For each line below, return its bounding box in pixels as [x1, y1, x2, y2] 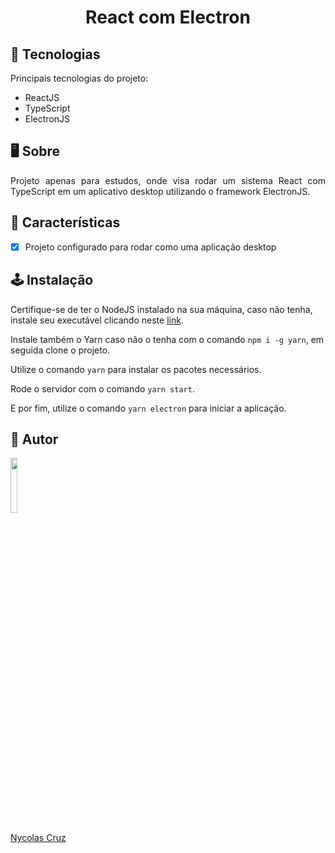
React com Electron [85, 6, 251, 29]
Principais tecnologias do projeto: [10, 72, 149, 84]
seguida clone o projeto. [10, 344, 111, 356]
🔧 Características [10, 214, 121, 231]
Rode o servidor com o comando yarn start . [10, 382, 195, 395]
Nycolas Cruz [10, 832, 67, 844]
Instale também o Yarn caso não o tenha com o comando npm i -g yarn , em [10, 333, 325, 345]
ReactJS [24, 92, 60, 103]
